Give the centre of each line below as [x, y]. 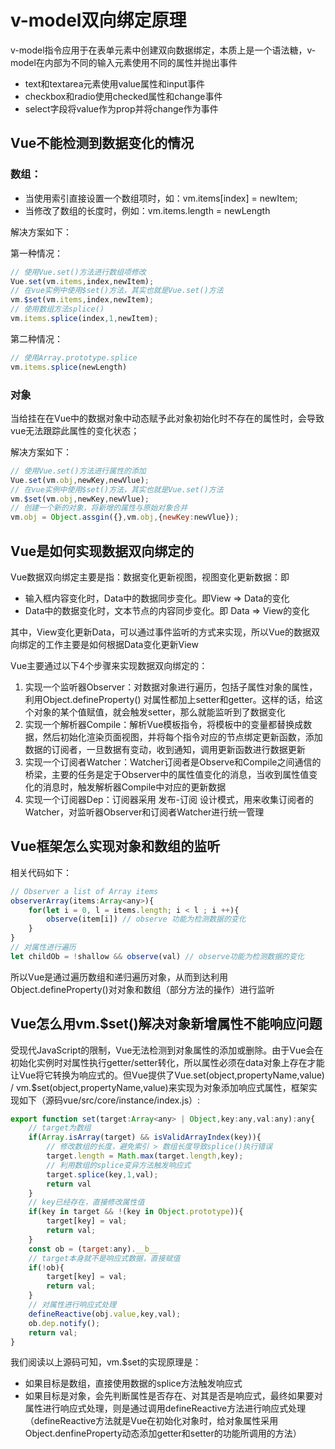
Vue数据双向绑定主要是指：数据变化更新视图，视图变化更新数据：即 [150, 577]
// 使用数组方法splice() [57, 309]
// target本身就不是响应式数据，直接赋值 [104, 1258]
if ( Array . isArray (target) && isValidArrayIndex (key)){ [145, 1137]
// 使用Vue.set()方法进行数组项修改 [78, 272]
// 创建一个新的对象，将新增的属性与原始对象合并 [99, 508]
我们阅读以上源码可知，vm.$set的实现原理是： [106, 1362]
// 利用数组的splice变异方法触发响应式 [119, 1165]
